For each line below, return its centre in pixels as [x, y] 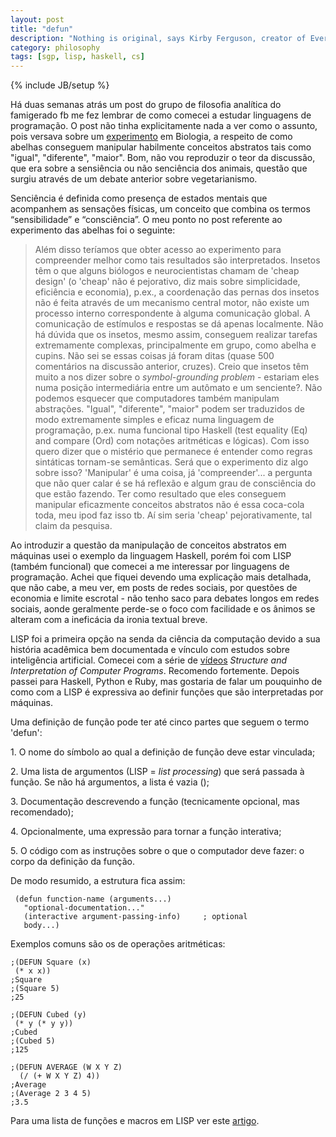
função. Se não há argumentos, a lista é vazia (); [110, 782]
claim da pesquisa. [73, 526]
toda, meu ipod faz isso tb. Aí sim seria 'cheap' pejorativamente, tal [173, 515]
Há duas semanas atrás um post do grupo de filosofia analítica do [146, 105]
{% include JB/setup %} [60, 85]
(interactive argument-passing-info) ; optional [135, 917]
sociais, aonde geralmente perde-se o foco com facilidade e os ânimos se [163, 609]
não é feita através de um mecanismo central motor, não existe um [172, 303]
